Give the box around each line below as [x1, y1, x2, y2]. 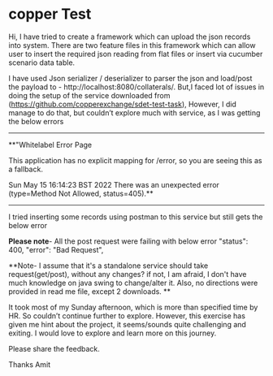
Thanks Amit [8, 359, 51, 370]
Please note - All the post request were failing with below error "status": [8, 236, 249, 246]
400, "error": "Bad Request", [8, 244, 104, 254]
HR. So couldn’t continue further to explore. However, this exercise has [8, 310, 246, 321]
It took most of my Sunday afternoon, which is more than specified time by [8, 302, 258, 312]
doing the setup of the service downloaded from [8, 90, 171, 100]
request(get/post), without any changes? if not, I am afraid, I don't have [8, 269, 247, 279]
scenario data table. [8, 58, 76, 67]
